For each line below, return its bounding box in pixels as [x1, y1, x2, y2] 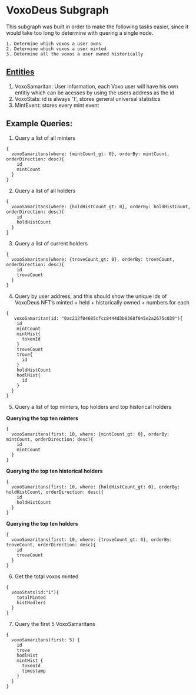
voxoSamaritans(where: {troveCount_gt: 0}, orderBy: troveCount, [11, 256, 175, 263]
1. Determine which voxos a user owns [6, 41, 101, 47]
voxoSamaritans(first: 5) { [11, 637, 81, 643]
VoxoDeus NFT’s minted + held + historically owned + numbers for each [14, 299, 190, 306]
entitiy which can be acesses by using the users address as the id [14, 89, 175, 96]
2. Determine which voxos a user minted [6, 45, 107, 52]
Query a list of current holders [14, 240, 88, 247]
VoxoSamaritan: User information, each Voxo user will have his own [14, 83, 178, 90]
